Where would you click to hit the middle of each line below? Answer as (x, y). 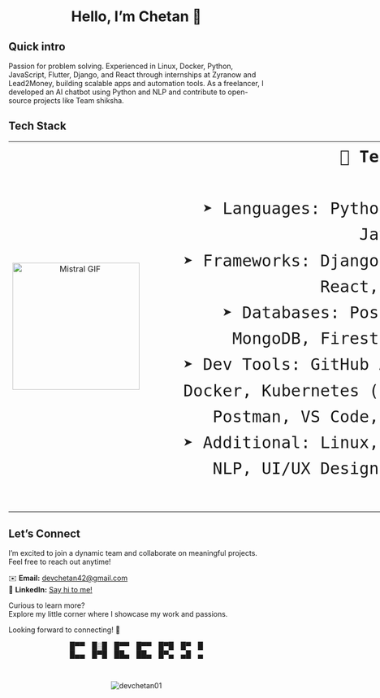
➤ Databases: (281, 312)
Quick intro (37, 47)
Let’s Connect (45, 533)
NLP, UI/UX (261, 468)
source (20, 100)
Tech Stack (37, 126)
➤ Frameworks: (247, 260)
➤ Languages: (261, 208)
